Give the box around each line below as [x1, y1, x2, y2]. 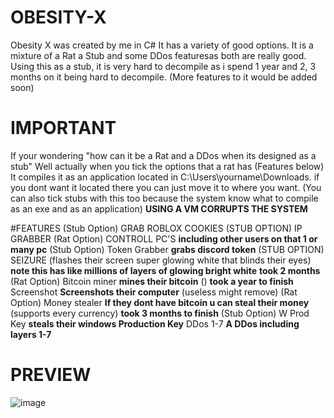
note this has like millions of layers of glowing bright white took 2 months [10, 264, 321, 276]
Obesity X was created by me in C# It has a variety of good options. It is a [10, 39, 314, 51]
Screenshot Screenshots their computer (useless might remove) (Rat [10, 286, 298, 298]
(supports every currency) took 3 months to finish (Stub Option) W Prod [10, 307, 310, 319]
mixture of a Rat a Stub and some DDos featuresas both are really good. [10, 49, 307, 61]
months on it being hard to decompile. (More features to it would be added [10, 71, 318, 83]
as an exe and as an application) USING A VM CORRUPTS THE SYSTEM [10, 202, 308, 215]
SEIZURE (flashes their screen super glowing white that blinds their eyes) [10, 254, 312, 266]
